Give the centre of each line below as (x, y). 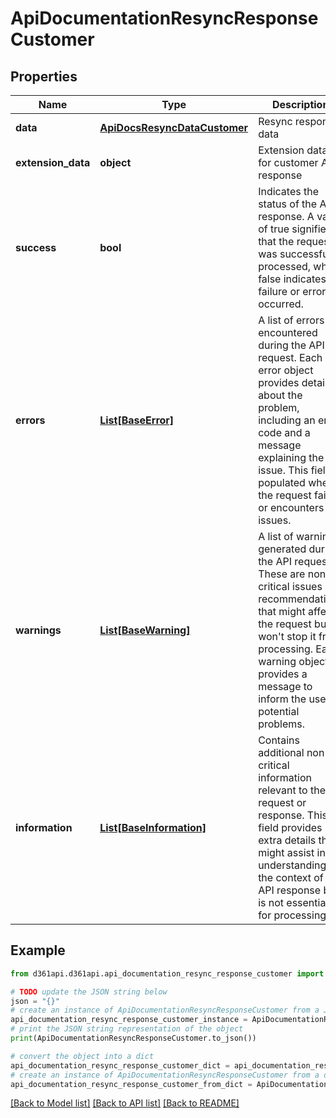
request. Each (290, 357)
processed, (285, 266)
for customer (288, 162)
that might (282, 611)
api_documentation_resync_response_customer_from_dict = (131, 1084)
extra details (287, 840)
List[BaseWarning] (145, 630)
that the (276, 241)
